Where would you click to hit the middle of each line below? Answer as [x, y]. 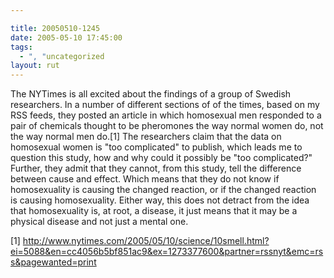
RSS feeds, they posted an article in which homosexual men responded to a [166, 115]
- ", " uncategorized [62, 56]
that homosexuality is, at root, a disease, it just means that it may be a [154, 211]
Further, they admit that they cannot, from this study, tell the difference [156, 168]
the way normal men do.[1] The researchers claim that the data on [146, 137]
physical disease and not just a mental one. [99, 222]
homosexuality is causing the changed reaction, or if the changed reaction [163, 190]
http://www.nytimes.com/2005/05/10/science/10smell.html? [146, 241]
